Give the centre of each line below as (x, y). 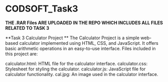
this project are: (21, 54)
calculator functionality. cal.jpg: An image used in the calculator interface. (82, 74)
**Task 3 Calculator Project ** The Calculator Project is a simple (72, 38)
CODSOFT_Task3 (42, 9)
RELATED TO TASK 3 (27, 28)
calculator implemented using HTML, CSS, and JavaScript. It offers (89, 43)
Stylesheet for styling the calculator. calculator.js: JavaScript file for (75, 69)
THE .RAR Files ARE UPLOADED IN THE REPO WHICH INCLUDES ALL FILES (84, 23)
